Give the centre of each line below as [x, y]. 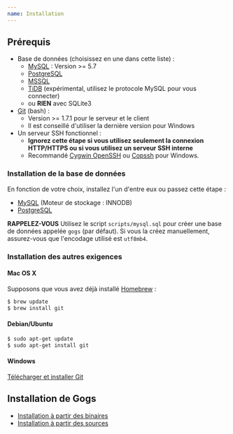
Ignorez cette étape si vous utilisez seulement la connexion [116, 141]
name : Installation [36, 14]
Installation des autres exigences [65, 256]
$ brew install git [36, 308]
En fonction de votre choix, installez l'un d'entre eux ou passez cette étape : [116, 189]
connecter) [44, 96]
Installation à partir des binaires [63, 415]
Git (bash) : [34, 111]
